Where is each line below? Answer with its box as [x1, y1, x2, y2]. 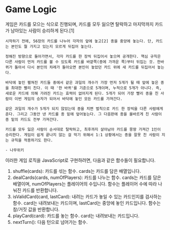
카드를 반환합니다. [22, 187, 58, 193]
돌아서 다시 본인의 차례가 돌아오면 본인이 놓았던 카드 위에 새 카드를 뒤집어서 [14, 65, 155, 70]
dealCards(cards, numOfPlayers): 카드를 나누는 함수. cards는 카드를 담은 [12, 174, 162, 181]
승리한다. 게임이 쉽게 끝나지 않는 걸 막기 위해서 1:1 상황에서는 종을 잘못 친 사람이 [5, 132, 160, 137]
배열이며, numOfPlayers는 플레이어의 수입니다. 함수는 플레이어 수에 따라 [12, 181, 157, 187]
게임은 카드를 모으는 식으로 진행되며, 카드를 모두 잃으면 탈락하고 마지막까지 [5, 21, 154, 27]
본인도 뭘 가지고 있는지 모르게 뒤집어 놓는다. [11, 44, 94, 49]
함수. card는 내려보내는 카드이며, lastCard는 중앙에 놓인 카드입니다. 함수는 [12, 200, 161, 206]
